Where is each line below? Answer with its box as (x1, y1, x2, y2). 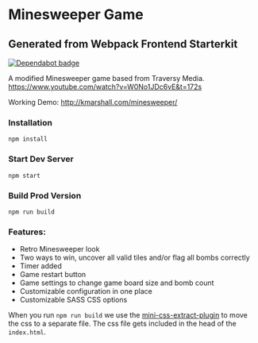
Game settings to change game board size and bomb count (19, 278, 214, 287)
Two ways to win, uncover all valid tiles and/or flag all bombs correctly (19, 252, 250, 263)
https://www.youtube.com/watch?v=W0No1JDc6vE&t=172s (8, 82, 202, 91)
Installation (8, 117, 53, 128)
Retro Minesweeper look (19, 245, 100, 254)
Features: (8, 226, 46, 237)
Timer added (19, 261, 62, 271)
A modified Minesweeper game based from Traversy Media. (8, 74, 205, 83)
